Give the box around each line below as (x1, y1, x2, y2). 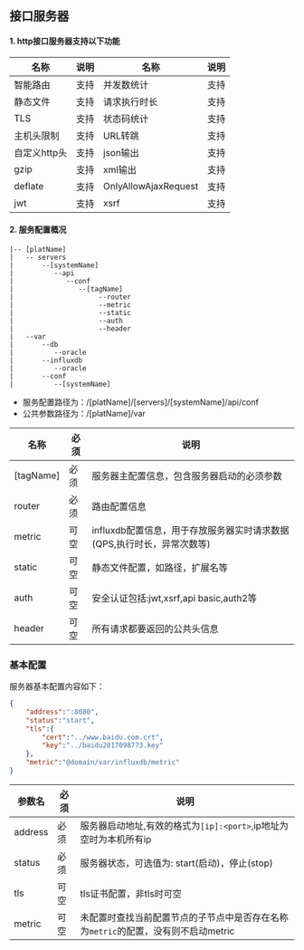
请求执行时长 (102, 95, 158, 108)
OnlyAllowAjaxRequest (102, 179, 199, 192)
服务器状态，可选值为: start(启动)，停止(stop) (80, 857, 273, 869)
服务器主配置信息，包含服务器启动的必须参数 (91, 469, 282, 482)
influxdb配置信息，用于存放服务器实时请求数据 (91, 523, 290, 536)
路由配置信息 (91, 500, 147, 513)
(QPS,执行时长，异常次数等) (91, 537, 211, 550)
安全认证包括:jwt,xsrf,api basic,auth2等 (91, 591, 258, 604)
